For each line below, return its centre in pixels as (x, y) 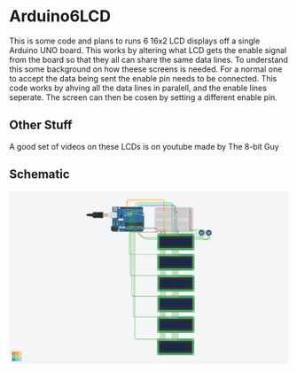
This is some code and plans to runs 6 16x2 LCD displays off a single (135, 41)
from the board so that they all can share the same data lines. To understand (148, 59)
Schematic (39, 174)
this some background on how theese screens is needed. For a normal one (146, 69)
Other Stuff (41, 125)
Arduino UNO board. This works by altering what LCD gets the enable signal (148, 50)
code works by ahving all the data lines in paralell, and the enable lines (138, 88)
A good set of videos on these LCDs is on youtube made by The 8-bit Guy (144, 146)
